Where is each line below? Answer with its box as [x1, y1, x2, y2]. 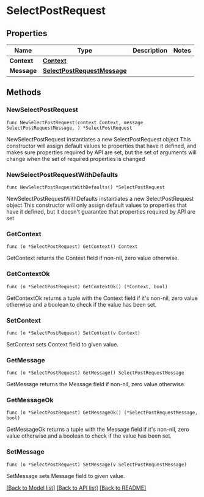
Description [132, 47, 168, 54]
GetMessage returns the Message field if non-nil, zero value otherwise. [6, 381, 186, 388]
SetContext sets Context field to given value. [6, 340, 119, 348]
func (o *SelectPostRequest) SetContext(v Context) [6, 330, 140, 336]
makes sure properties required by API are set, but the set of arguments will [6, 148, 197, 156]
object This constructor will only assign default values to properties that [6, 201, 188, 209]
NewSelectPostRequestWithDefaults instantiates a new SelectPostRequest [6, 195, 194, 202]
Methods [6, 87, 42, 98]
